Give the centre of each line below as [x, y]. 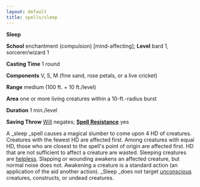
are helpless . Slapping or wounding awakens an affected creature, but [93, 158]
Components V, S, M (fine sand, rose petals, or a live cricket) [82, 75]
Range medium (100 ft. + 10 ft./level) [51, 87]
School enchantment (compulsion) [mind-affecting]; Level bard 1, [87, 46]
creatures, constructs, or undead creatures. [60, 177]
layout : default [26, 12]
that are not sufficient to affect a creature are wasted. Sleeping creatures [96, 152]
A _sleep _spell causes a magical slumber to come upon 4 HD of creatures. [99, 133]
